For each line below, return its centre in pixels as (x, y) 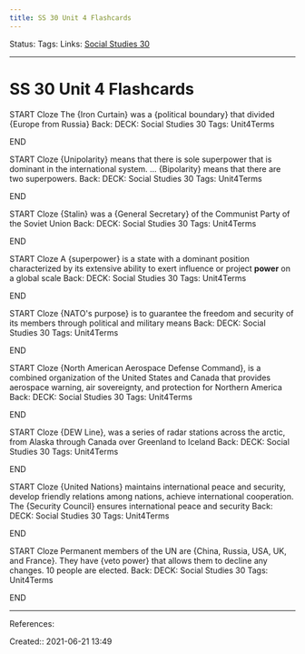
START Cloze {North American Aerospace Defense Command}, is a (135, 367)
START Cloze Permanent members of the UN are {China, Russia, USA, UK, (148, 550)
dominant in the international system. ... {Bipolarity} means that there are (145, 168)
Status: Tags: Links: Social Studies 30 (79, 44)
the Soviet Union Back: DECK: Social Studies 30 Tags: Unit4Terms (133, 223)
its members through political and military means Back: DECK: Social (138, 323)
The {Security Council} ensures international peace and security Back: (141, 506)
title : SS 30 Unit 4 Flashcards (70, 18)
